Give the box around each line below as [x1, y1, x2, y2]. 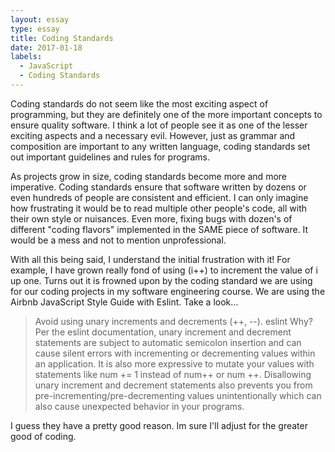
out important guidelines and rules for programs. [10, 151, 210, 163]
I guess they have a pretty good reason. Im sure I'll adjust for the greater [10, 419, 308, 431]
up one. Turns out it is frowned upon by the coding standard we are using [10, 274, 313, 286]
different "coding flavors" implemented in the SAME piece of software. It [10, 223, 309, 235]
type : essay [10, 24, 60, 34]
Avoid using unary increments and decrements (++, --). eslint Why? [34, 315, 313, 327]
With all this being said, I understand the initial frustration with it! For [10, 253, 291, 265]
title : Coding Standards [10, 33, 114, 43]
